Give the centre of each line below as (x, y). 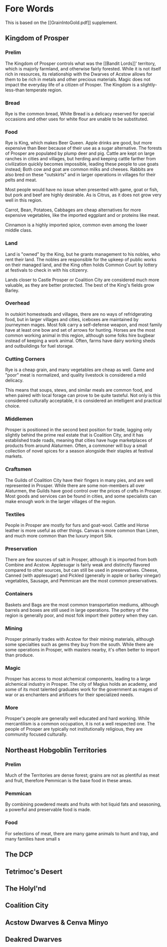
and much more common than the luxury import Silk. (59, 536)
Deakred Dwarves (34, 940)
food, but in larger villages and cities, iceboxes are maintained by (72, 319)
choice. (13, 406)
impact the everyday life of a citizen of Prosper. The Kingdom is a (72, 84)
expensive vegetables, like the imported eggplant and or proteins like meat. (82, 215)
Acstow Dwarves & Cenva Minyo (57, 922)
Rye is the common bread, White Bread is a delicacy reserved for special (80, 113)
